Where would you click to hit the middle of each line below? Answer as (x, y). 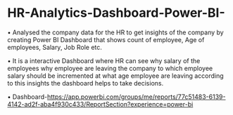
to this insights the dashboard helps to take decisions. (86, 83)
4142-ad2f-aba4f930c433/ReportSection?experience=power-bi (100, 104)
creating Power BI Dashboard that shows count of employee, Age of (106, 39)
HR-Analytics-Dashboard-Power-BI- (116, 13)
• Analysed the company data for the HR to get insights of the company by (115, 32)
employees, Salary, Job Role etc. (55, 47)
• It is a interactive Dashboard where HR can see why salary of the (104, 60)
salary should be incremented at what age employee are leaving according (115, 76)
